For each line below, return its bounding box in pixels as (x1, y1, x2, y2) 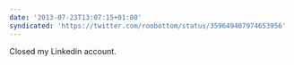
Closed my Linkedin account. (9, 45, 117, 56)
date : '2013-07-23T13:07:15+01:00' (9, 12, 143, 22)
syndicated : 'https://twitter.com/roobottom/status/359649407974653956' (9, 21, 287, 30)
